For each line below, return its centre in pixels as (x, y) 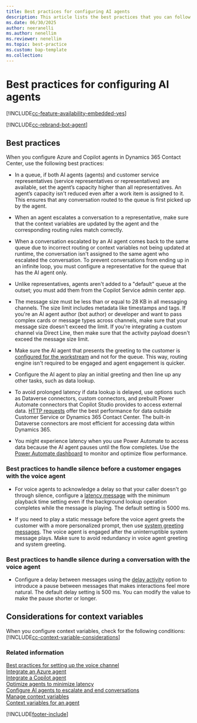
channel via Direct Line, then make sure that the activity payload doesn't (102, 333)
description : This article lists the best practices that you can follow (98, 17)
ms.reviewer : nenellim (34, 39)
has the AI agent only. (41, 273)
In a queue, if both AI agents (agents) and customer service (87, 175)
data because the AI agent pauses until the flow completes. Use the (97, 447)
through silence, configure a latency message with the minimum (92, 495)
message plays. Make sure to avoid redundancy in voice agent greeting (101, 538)
